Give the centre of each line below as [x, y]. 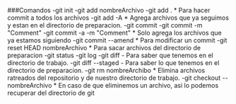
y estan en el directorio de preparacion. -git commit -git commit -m [105, 25]
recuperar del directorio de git [51, 93]
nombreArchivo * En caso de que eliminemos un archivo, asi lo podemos [113, 85]
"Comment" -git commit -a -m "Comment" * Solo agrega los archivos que [115, 33]
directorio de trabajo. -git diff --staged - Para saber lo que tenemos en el [113, 63]
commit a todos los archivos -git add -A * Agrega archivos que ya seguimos [118, 18]
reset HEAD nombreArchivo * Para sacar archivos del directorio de [104, 48]
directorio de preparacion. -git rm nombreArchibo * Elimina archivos [106, 70]
